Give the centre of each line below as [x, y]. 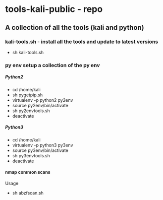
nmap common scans [28, 172]
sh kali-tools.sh [28, 52]
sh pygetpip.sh [27, 95]
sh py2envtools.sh [31, 111]
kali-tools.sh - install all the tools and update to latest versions [82, 42]
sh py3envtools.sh [31, 155]
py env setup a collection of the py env [53, 65]
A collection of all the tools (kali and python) [75, 28]
